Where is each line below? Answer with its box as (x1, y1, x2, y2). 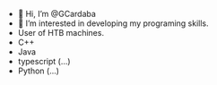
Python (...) (17, 65, 60, 76)
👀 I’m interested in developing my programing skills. (17, 18, 209, 29)
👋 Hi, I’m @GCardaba (17, 9, 97, 19)
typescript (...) (17, 56, 71, 66)
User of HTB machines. (17, 28, 105, 38)
